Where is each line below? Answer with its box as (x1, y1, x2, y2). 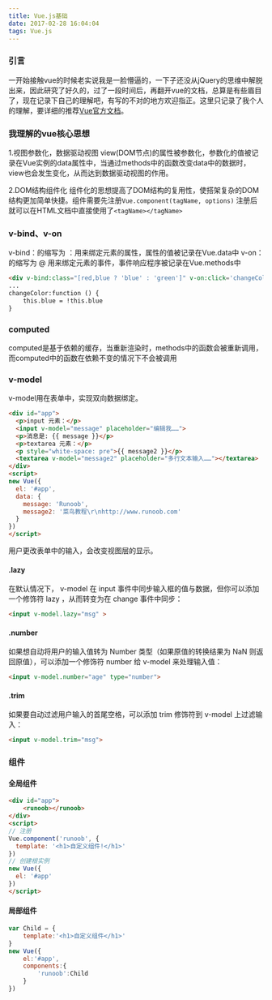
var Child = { (8, 925, 57, 933)
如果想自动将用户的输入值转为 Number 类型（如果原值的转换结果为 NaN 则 (8, 646, 257, 657)
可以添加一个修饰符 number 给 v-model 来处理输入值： (40, 657, 223, 667)
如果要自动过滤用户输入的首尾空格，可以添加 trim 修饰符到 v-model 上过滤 (8, 710, 256, 719)
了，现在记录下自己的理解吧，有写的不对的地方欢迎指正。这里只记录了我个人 (8, 95, 264, 105)
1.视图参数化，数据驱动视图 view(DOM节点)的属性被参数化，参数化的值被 (8, 148, 252, 157)
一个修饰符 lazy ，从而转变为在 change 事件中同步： (8, 594, 183, 604)
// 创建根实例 (8, 857, 50, 865)
